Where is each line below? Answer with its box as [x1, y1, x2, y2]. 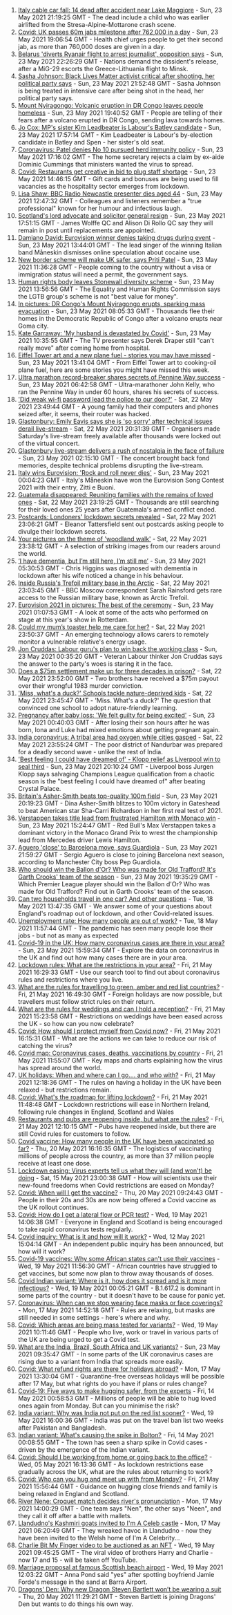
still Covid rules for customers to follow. [17, 1130, 130, 1138]
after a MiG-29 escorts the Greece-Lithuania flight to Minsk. [17, 65, 188, 73]
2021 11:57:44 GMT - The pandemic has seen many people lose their [17, 924, 213, 932]
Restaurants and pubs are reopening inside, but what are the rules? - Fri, [17, 1115, 224, 1123]
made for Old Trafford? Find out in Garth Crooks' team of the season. [17, 888, 215, 895]
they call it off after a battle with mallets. [17, 1512, 133, 1520]
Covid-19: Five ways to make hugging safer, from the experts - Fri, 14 [17, 1387, 215, 1395]
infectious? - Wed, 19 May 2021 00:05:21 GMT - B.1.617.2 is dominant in [17, 1284, 220, 1292]
